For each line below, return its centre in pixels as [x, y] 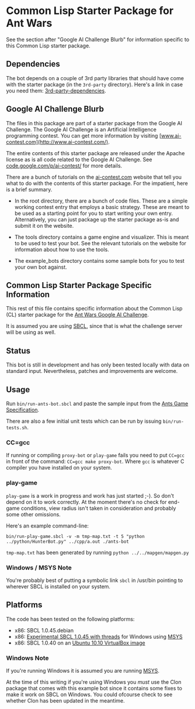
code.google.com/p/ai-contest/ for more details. [64, 166]
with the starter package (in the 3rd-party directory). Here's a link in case [94, 84]
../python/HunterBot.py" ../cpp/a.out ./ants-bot [68, 542]
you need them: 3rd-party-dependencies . [56, 90]
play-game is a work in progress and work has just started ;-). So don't [90, 495]
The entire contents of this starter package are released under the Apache [95, 153]
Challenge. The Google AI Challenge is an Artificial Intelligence [81, 129]
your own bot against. [41, 267]
